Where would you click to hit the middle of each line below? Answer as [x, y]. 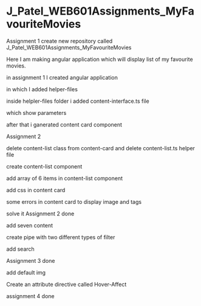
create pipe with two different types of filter [61, 237]
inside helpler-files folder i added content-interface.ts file [78, 101]
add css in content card [36, 190]
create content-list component [44, 166]
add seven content [30, 225]
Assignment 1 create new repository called [60, 41]
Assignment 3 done [31, 260]
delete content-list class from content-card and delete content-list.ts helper [101, 148]
